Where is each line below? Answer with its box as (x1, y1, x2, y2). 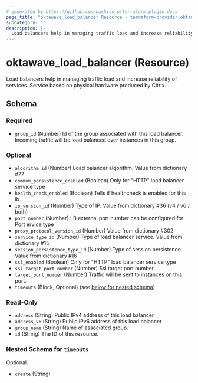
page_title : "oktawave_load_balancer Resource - (6, 14, 128, 20)
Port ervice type (14, 221, 54, 228)
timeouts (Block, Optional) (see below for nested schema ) (14, 284, 155, 291)
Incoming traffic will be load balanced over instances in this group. (14, 136, 177, 143)
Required (6, 116, 33, 125)
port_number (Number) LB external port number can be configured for (14, 215, 184, 222)
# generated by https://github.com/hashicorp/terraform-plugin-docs (6, 8, 178, 15)
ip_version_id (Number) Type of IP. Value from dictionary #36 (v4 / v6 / (14, 202, 190, 209)
